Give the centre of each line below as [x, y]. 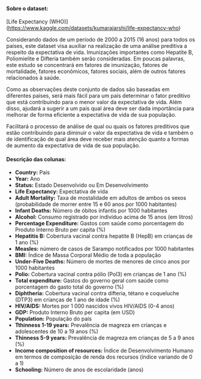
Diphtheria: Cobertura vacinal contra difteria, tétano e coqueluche [97, 293]
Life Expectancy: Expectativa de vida [61, 192]
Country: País [32, 172]
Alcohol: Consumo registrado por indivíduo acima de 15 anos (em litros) [104, 217]
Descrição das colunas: [36, 159]
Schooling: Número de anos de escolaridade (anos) [79, 370]
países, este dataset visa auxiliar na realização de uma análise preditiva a [97, 46]
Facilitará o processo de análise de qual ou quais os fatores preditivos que [98, 126]
